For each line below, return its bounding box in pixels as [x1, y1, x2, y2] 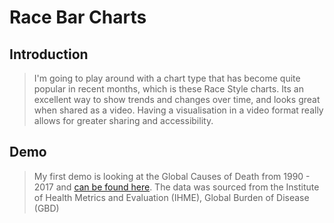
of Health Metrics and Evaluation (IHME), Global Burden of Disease [33, 191, 310, 203]
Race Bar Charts [9, 6, 147, 29]
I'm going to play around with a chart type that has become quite [33, 72, 301, 84]
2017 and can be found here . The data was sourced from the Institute [33, 181, 320, 193]
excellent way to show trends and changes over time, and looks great [33, 94, 321, 105]
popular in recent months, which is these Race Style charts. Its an [33, 83, 305, 95]
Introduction [9, 46, 89, 63]
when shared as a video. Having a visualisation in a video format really [33, 104, 324, 116]
